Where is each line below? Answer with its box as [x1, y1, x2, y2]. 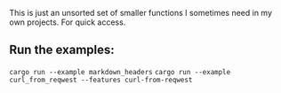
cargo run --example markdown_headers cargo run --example [9, 67, 231, 76]
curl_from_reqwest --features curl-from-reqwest [9, 75, 193, 84]
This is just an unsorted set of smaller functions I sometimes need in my [9, 8, 273, 18]
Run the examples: [9, 43, 116, 58]
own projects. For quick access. [9, 17, 126, 27]
